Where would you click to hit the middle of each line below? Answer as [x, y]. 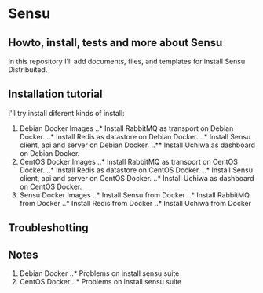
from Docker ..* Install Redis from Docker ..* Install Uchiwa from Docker [135, 203]
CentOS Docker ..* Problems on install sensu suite [100, 282]
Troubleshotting [48, 228]
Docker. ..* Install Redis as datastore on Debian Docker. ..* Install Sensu [135, 136]
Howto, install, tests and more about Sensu [115, 43]
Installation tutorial [55, 94]
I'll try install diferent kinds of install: [66, 113]
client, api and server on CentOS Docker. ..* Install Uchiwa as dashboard [137, 178]
